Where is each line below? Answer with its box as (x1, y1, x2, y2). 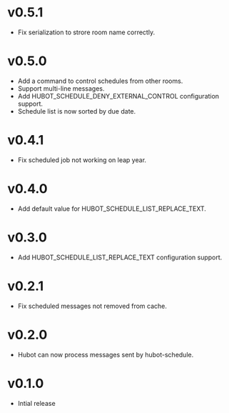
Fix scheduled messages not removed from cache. (17, 302, 168, 310)
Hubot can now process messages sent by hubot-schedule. (17, 350, 194, 359)
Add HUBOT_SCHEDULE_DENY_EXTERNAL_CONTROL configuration (17, 91, 220, 100)
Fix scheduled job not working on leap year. (17, 155, 147, 164)
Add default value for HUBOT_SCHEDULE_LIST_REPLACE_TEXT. (17, 204, 207, 213)
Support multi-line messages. (17, 84, 105, 93)
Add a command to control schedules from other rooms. (17, 76, 183, 85)
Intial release (17, 399, 56, 407)
